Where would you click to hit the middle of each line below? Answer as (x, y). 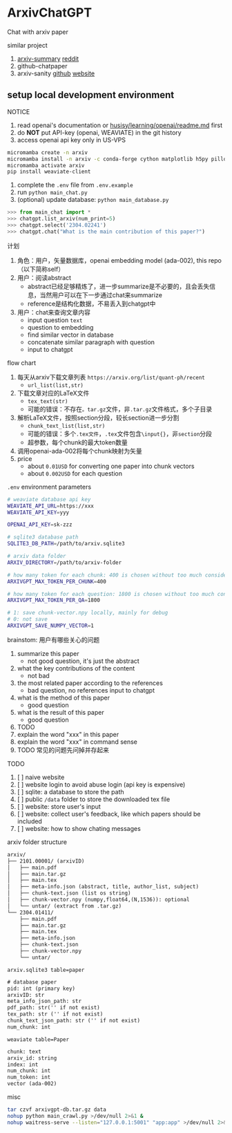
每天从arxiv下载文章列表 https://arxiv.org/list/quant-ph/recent (111, 377)
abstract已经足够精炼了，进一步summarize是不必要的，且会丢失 (118, 286)
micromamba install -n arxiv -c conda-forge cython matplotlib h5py (108, 159)
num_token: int (29, 1077)
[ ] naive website (41, 777)
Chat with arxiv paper (38, 32)
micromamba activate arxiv (46, 165)
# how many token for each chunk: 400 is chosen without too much (105, 575)
